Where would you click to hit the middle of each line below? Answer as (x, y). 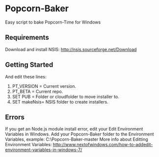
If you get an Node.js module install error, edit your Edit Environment (74, 129)
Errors (15, 117)
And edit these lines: (26, 77)
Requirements (27, 38)
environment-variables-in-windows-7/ (44, 150)
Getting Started (29, 65)
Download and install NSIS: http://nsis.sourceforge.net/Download (71, 49)
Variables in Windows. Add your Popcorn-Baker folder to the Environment (79, 134)
